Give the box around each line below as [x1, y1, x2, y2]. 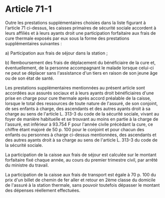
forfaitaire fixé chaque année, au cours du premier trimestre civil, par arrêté [5, 157, 158, 163]
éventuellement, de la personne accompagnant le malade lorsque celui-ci [5, 65, 154, 71]
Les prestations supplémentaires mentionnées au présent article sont [5, 85, 145, 90]
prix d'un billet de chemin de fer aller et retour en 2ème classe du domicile [5, 177, 156, 183]
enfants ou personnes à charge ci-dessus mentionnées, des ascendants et [5, 132, 157, 138]
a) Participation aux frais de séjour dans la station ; [5, 50, 108, 56]
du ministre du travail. [5, 162, 49, 168]
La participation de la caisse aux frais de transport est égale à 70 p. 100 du [5, 171, 156, 177]
